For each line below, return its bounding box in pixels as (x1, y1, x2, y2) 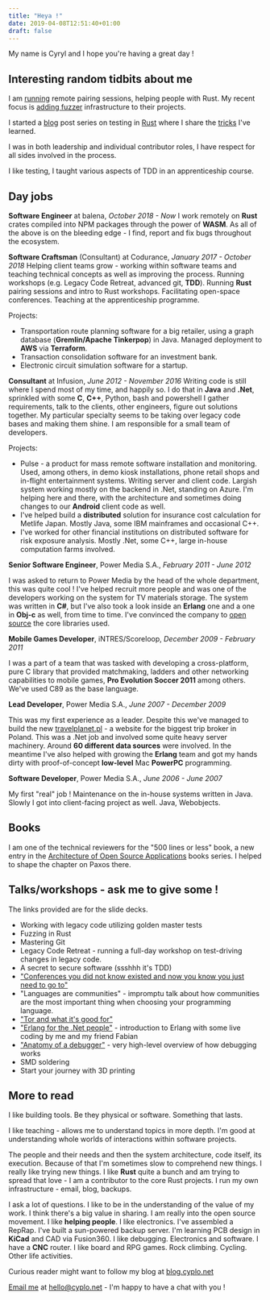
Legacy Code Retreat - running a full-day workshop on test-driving (19, 945, 243, 955)
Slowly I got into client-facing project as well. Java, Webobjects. (8, 798, 221, 807)
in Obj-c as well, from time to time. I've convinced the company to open (8, 610, 247, 619)
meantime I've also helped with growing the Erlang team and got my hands (8, 750, 258, 758)
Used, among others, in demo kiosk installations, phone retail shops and (19, 467, 260, 476)
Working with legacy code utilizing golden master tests (19, 920, 203, 929)
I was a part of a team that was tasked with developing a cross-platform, (8, 658, 249, 667)
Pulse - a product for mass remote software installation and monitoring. (19, 459, 258, 468)
